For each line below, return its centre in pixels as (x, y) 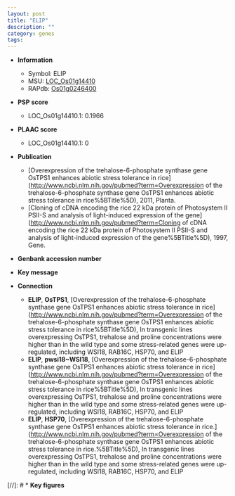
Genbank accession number (59, 259)
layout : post (26, 14)
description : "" (31, 27)
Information (35, 60)
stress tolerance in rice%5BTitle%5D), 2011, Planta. (102, 201)
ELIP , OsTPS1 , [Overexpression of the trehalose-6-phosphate (117, 300)
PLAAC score (37, 129)
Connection (35, 286)
